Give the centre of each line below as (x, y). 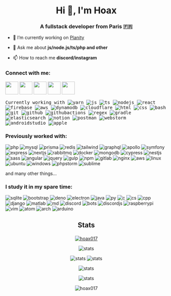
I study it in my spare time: (39, 187)
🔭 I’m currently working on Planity (49, 37)
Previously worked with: (36, 136)
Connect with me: (28, 73)
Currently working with (35, 102)
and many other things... (31, 173)
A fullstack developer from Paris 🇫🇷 (86, 27)
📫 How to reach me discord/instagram (55, 58)
